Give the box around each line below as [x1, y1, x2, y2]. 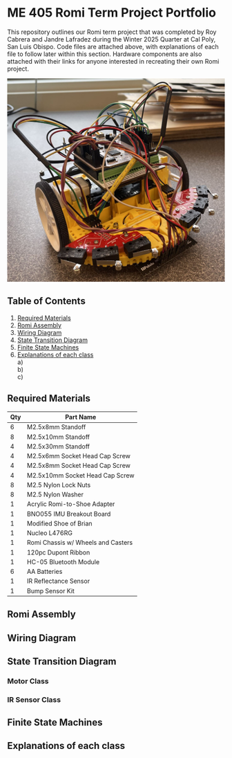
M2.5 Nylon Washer [26, 490, 84, 499]
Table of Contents [7, 296, 86, 307]
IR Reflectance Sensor [26, 577, 90, 586]
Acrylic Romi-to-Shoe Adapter [26, 500, 115, 508]
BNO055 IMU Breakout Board [26, 509, 111, 518]
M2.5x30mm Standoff [26, 442, 90, 451]
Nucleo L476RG [26, 529, 72, 537]
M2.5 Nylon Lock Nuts [26, 480, 91, 489]
